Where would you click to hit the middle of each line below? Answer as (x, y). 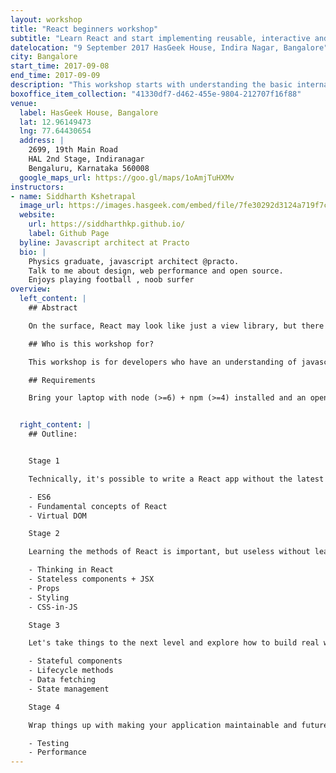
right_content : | (55, 425)
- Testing (49, 743)
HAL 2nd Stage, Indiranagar (86, 159)
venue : (24, 103)
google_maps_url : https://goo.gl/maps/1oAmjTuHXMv (127, 177)
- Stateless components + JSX (91, 579)
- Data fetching (62, 680)
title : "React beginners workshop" (84, 29)
